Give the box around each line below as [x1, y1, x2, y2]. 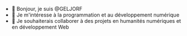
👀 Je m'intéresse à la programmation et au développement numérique [11, 11, 179, 18]
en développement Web [11, 23, 69, 30]
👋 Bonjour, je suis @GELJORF [11, 6, 83, 12]
